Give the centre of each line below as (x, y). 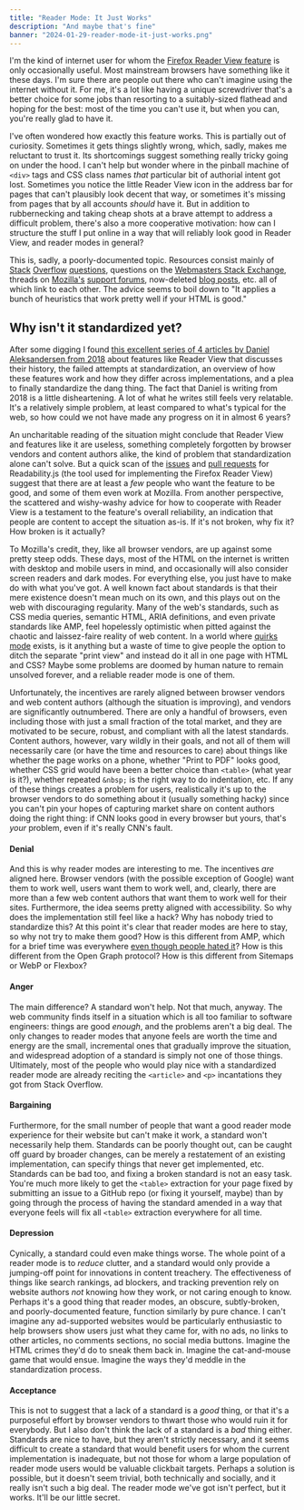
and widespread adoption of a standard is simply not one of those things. (146, 1055)
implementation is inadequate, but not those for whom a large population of (150, 1459)
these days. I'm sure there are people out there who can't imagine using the (151, 80)
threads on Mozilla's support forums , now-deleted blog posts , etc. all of (143, 279)
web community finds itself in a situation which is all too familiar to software (151, 1017)
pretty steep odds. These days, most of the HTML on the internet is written (149, 559)
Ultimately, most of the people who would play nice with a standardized (143, 1065)
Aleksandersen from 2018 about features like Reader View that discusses (146, 360)
